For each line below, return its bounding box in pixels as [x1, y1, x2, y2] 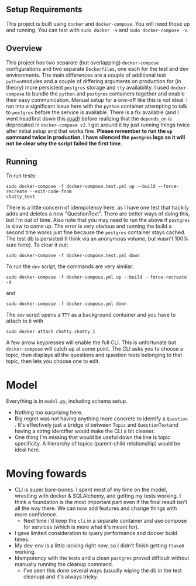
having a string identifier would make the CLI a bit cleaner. [14, 427, 155, 435]
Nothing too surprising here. [14, 409, 83, 416]
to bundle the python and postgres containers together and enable [26, 90, 185, 97]
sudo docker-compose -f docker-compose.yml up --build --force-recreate [6, 275, 187, 280]
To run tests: [6, 172, 36, 179]
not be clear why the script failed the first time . [6, 140, 123, 147]
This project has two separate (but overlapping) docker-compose [6, 59, 159, 66]
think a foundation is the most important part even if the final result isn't [14, 499, 187, 506]
